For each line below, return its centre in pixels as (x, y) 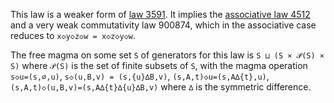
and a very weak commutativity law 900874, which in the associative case (163, 25)
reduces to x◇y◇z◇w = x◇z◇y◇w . (73, 35)
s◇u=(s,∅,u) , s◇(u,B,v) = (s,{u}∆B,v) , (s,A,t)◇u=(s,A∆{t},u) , (140, 76)
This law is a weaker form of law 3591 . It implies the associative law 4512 (160, 14)
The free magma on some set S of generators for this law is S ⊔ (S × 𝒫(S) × (167, 55)
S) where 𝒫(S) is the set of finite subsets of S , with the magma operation (159, 65)
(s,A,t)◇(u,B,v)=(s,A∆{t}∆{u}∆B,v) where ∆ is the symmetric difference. (161, 87)
